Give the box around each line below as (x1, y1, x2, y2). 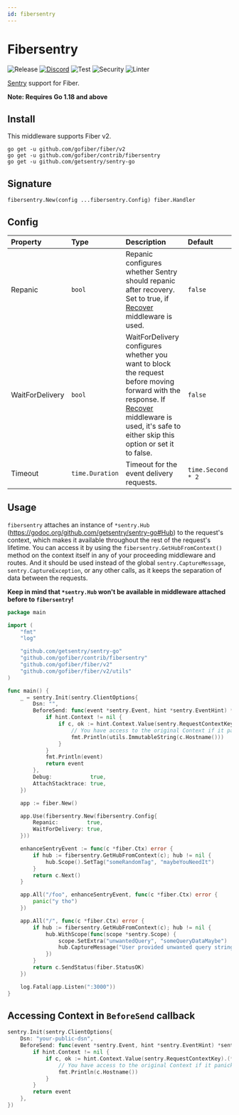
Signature (7, 178, 52, 190)
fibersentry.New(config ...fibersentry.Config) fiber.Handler (7, 197, 196, 204)
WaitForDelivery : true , (33, 825, 103, 833)
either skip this (125, 430, 175, 439)
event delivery (125, 469, 174, 478)
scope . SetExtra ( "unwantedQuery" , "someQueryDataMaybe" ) (58, 937, 228, 945)
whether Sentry (125, 267, 178, 277)
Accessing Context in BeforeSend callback (7, 1009, 196, 1022)
